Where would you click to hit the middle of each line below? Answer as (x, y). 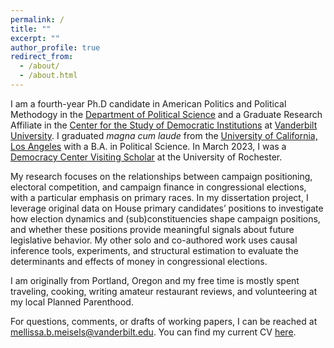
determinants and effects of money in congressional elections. (139, 261)
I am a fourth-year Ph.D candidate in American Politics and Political (148, 103)
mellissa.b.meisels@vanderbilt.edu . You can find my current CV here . (153, 332)
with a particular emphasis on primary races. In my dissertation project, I (159, 197)
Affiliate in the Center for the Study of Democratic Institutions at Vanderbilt (164, 125)
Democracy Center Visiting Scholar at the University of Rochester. (146, 157)
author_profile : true (55, 47)
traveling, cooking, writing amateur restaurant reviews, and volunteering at (164, 291)
